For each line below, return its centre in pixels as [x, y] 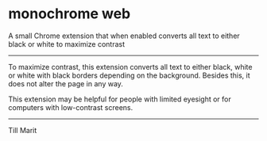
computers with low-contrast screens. [71, 107]
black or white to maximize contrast [67, 44]
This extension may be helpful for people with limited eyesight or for [120, 99]
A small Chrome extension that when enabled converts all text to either [124, 36]
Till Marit [23, 130]
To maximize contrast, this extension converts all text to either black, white [130, 67]
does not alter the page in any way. [66, 83]
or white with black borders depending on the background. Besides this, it [129, 75]
